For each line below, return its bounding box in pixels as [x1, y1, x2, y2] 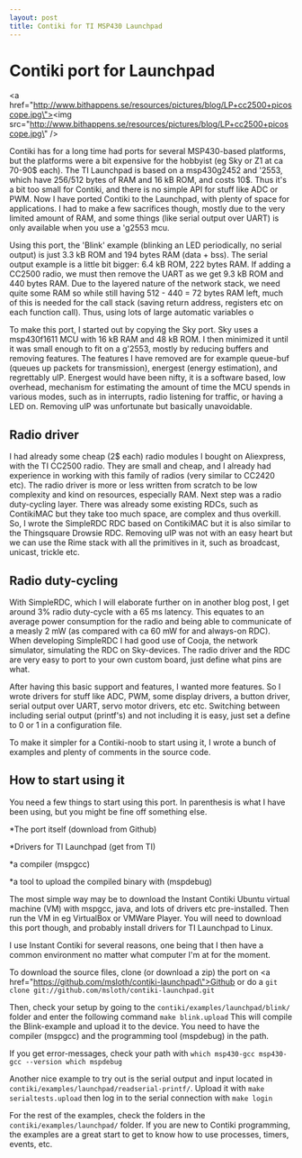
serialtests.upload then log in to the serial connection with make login [9, 1092, 273, 1103]
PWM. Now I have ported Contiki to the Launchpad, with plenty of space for [9, 194, 290, 205]
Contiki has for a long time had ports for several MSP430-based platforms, [9, 146, 286, 157]
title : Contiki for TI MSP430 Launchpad [9, 22, 164, 31]
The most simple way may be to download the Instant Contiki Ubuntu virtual [9, 893, 290, 904]
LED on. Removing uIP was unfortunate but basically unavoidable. [9, 401, 253, 412]
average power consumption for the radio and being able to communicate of [9, 616, 292, 627]
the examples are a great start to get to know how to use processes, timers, [9, 1128, 289, 1140]
